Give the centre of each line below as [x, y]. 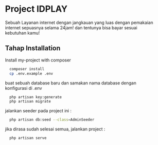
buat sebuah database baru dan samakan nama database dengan [71, 83]
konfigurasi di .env [24, 88]
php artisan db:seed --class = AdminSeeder [52, 120]
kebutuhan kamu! [22, 33]
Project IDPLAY [36, 9]
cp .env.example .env [31, 73]
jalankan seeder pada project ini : [38, 111]
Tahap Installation [33, 48]
